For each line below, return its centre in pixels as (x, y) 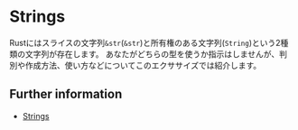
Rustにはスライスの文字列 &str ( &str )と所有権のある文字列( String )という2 (145, 42)
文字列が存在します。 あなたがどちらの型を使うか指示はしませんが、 (152, 54)
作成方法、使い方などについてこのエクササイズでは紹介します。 (143, 65)
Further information (66, 94)
